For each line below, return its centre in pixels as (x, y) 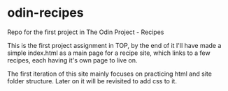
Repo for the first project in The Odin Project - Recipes (86, 32)
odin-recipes (45, 13)
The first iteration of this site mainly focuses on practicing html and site (109, 74)
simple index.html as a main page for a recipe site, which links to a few (109, 53)
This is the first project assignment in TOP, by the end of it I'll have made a (114, 45)
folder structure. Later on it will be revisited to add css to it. (92, 81)
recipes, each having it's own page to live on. (72, 60)
